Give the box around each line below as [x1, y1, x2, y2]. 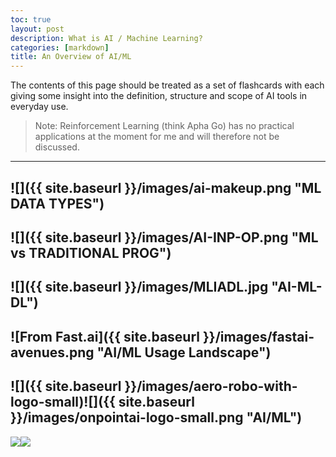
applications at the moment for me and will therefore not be [34, 131, 280, 143]
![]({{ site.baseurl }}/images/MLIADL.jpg [10, 279, 269, 296]
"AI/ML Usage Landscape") [96, 344, 272, 361]
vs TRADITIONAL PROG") [10, 244, 172, 261]
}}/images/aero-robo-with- [124, 378, 298, 395]
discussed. [34, 141, 80, 153]
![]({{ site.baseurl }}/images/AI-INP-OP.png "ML [10, 229, 319, 246]
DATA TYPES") [10, 195, 105, 212]
